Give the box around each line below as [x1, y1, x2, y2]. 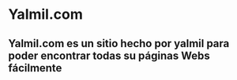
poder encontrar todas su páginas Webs [8, 49, 211, 62]
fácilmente [8, 61, 62, 75]
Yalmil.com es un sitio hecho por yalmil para [8, 37, 230, 50]
